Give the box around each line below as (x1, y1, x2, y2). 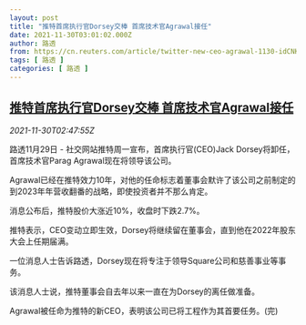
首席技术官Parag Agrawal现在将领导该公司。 (9, 155, 177, 166)
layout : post (9, 13, 59, 23)
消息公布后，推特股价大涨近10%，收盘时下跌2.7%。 (9, 205, 205, 216)
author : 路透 (9, 38, 56, 48)
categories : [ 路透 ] (9, 65, 89, 74)
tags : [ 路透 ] (9, 56, 65, 65)
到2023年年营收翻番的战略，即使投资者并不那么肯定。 (9, 186, 213, 197)
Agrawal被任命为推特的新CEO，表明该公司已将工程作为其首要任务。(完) (9, 305, 279, 316)
